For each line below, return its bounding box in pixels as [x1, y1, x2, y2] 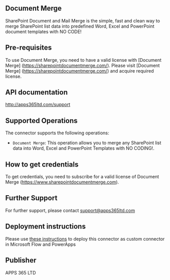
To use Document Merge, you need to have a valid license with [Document [5, 57, 162, 63]
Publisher [5, 256, 37, 265]
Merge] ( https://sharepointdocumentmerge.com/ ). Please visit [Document [5, 62, 160, 68]
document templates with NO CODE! [5, 28, 82, 35]
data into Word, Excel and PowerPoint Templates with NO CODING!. [12, 145, 155, 151]
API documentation [5, 88, 68, 97]
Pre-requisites [5, 43, 52, 52]
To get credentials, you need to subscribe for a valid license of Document [5, 174, 159, 180]
